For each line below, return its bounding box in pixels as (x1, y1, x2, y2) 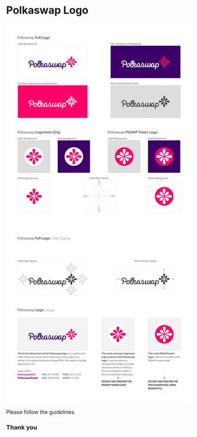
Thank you (6, 423, 37, 431)
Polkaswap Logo (6, 4, 88, 17)
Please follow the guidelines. (6, 408, 76, 415)
